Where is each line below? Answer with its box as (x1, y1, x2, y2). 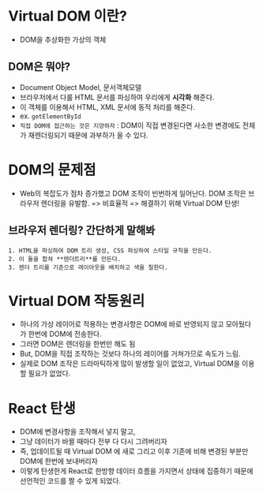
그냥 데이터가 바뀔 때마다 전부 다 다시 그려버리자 (19, 437, 167, 446)
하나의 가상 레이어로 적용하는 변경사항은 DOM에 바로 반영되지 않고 (19, 319, 224, 329)
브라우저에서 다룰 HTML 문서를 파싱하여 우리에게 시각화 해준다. (19, 92, 215, 102)
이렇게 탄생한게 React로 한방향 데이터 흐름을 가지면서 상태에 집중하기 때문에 (19, 466, 254, 476)
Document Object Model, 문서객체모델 (19, 82, 142, 92)
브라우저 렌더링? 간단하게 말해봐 (8, 224, 156, 237)
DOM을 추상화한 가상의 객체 (19, 35, 107, 44)
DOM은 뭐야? (8, 60, 71, 73)
